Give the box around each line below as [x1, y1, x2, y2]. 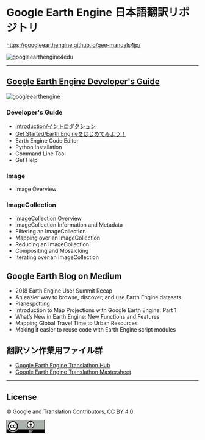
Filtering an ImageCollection [15, 227, 87, 235]
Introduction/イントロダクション [15, 122, 96, 130]
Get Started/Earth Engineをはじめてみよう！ [15, 130, 126, 138]
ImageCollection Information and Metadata [15, 221, 123, 229]
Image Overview [15, 185, 57, 193]
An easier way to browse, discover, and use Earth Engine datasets [15, 294, 182, 301]
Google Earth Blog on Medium [6, 271, 122, 282]
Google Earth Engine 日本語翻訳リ [6, 5, 179, 20]
